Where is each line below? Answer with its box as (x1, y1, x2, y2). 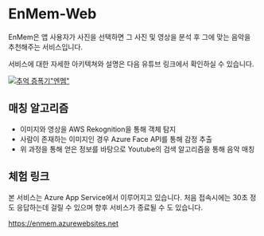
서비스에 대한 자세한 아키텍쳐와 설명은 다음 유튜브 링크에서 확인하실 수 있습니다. (8, 59, 254, 69)
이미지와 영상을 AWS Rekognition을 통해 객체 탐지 (19, 124, 177, 134)
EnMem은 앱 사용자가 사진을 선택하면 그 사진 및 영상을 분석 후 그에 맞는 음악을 (8, 32, 251, 41)
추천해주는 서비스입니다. (8, 41, 83, 52)
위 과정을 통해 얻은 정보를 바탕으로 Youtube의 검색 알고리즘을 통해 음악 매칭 (19, 144, 255, 154)
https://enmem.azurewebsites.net (8, 218, 119, 228)
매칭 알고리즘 (8, 101, 69, 116)
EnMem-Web (8, 5, 97, 23)
